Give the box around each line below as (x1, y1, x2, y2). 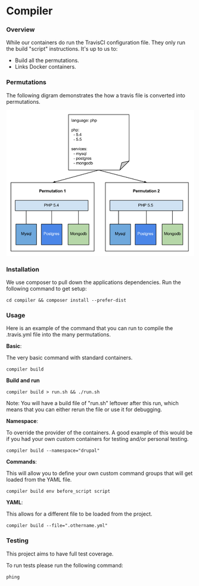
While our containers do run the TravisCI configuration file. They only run (6, 39, 186, 46)
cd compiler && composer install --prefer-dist (6, 297, 127, 304)
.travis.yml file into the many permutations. (6, 331, 111, 338)
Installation (6, 265, 40, 273)
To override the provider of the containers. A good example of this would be (6, 429, 192, 436)
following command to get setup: (6, 285, 88, 292)
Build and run (6, 377, 40, 384)
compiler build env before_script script (6, 488, 111, 495)
